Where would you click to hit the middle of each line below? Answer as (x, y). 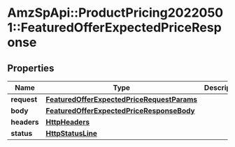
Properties (31, 68)
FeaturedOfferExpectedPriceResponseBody (120, 111)
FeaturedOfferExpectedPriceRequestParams (122, 99)
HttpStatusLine (72, 133)
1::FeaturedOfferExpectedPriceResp (114, 28)
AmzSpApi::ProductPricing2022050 (115, 13)
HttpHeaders (67, 122)
